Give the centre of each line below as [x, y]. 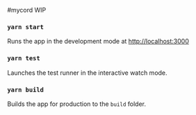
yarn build [25, 90]
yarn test [24, 59]
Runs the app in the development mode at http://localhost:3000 [98, 42]
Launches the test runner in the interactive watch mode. [88, 73]
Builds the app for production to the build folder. [77, 104]
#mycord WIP [27, 10]
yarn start [25, 27]
